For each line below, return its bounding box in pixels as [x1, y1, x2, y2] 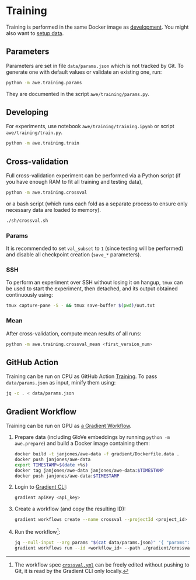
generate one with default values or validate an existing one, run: [6, 68, 162, 75]
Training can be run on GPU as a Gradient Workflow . [6, 423, 132, 430]
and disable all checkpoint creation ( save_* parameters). [6, 251, 142, 258]
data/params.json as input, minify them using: [6, 379, 116, 386]
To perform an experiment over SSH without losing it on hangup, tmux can [6, 279, 183, 286]
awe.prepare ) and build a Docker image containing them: [14, 440, 150, 447]
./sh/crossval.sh [6, 218, 48, 224]
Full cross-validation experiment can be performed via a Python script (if [6, 172, 181, 179]
